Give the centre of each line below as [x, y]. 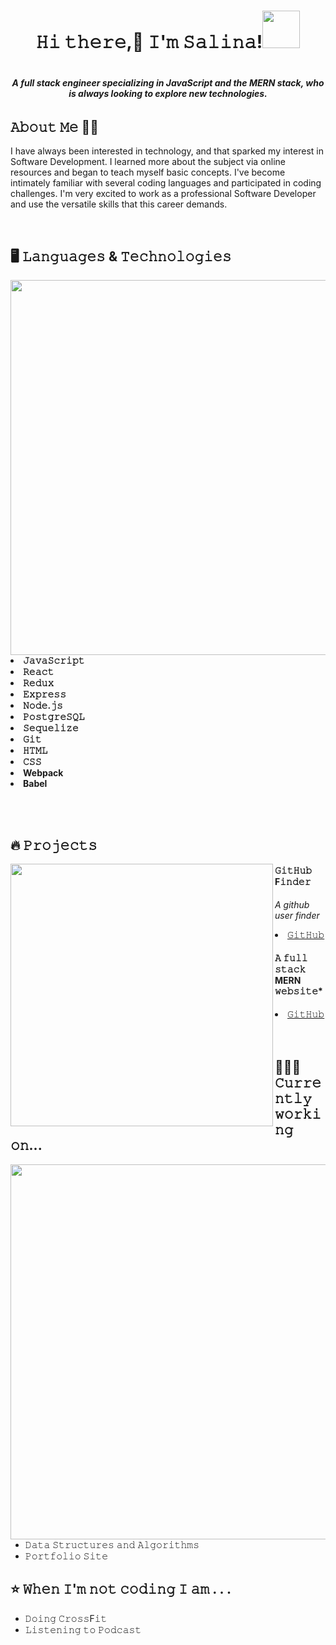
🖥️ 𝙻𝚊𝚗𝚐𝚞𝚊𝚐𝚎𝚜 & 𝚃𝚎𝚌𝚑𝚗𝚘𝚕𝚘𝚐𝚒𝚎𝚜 [121, 256]
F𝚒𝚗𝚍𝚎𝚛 [293, 882]
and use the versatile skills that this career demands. [119, 204]
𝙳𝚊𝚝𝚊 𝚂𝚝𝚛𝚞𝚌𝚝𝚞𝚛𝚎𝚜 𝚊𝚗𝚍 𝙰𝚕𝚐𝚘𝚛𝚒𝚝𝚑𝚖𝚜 [112, 1544]
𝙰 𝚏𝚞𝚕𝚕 [291, 958]
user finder [297, 915]
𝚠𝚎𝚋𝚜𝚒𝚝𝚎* [298, 991]
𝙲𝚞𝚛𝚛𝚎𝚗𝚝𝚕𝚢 [298, 1083]
